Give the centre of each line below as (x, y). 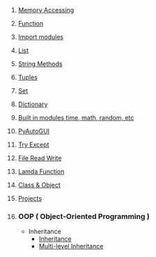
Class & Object (39, 185)
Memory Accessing (46, 10)
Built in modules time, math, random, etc (76, 118)
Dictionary (33, 104)
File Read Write (40, 158)
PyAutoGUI (34, 131)
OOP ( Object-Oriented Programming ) (84, 216)
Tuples (28, 77)
